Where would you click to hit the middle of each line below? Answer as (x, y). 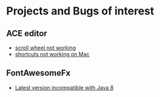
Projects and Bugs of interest (80, 11)
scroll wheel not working (45, 48)
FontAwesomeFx (38, 73)
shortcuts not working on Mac (52, 54)
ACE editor (27, 33)
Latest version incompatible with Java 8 (64, 87)
